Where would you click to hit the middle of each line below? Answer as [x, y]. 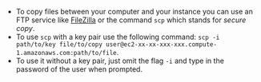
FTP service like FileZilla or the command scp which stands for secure [131, 20]
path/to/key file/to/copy [59, 45]
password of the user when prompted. [79, 69]
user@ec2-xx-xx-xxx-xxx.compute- [161, 45]
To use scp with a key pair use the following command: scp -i [118, 37]
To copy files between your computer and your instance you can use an [135, 12]
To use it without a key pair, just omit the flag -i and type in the [120, 61]
